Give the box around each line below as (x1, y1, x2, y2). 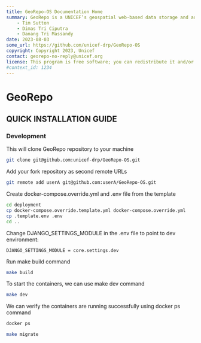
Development (6, 132, 47, 140)
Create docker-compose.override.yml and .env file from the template (6, 190, 176, 198)
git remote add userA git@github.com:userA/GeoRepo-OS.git (6, 180, 157, 186)
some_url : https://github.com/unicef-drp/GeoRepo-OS (6, 43, 141, 48)
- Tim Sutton (17, 20, 50, 26)
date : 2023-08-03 (6, 37, 50, 43)
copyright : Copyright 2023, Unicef (6, 48, 95, 54)
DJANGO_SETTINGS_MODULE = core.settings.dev (6, 247, 119, 253)
